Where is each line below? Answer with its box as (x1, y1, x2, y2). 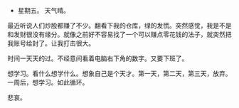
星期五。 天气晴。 (17, 6, 70, 14)
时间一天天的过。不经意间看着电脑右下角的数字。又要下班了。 (7, 54, 188, 63)
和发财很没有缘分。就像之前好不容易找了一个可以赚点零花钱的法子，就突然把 (7, 31, 232, 38)
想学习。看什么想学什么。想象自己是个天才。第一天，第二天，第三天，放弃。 (7, 70, 232, 77)
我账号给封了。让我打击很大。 (7, 39, 95, 48)
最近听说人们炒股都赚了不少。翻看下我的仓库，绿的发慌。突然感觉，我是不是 (7, 21, 232, 30)
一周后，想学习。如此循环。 (7, 78, 89, 87)
